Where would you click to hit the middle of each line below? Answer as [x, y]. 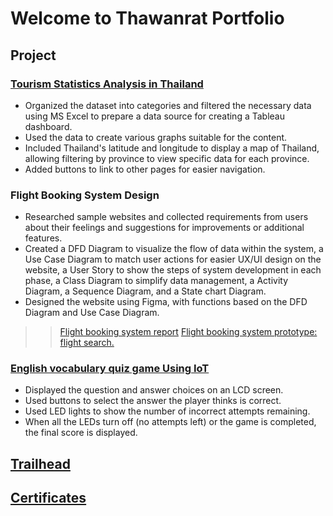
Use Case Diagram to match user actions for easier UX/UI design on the [173, 259]
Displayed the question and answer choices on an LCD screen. [154, 390]
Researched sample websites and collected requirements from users [166, 217]
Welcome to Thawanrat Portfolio [147, 18]
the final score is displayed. [81, 433]
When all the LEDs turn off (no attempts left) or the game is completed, [170, 422]
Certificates [48, 498]
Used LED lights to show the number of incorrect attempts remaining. [167, 411]
